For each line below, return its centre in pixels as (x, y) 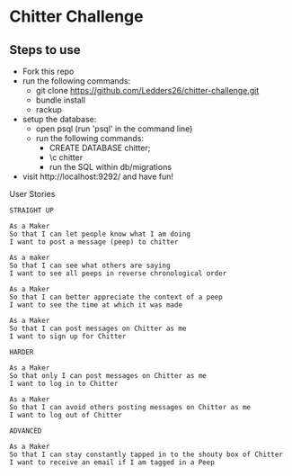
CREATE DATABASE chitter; (100, 148)
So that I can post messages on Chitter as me (98, 328)
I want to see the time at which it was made (96, 305)
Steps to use (45, 50)
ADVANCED (26, 431)
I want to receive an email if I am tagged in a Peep (112, 463)
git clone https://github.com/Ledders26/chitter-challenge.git (147, 90)
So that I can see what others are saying (90, 265)
